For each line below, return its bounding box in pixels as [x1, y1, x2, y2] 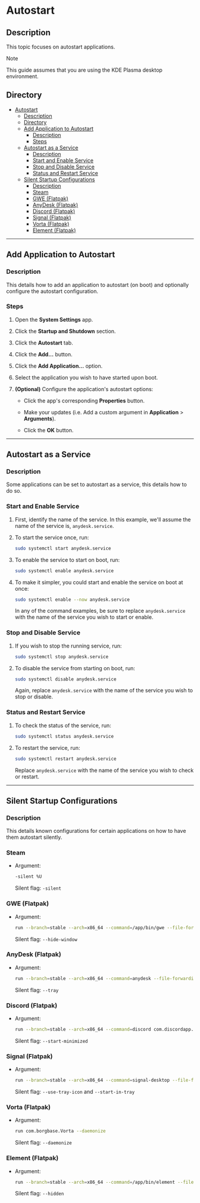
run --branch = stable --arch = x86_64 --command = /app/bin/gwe [14, 924, 165, 930]
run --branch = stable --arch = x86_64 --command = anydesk [14, 975, 152, 981]
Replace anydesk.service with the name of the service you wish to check [14, 767, 194, 774]
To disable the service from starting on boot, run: [14, 664, 136, 671]
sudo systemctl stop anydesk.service [14, 654, 109, 659]
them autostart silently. [6, 833, 62, 841]
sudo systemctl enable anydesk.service [14, 567, 114, 574]
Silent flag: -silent [14, 884, 61, 891]
